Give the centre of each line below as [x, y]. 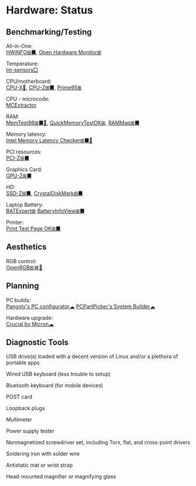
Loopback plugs [25, 408]
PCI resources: [24, 152]
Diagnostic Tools [37, 342]
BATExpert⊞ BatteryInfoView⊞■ [45, 211]
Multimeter [19, 420]
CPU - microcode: [28, 99]
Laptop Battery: [25, 205]
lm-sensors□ [22, 70]
